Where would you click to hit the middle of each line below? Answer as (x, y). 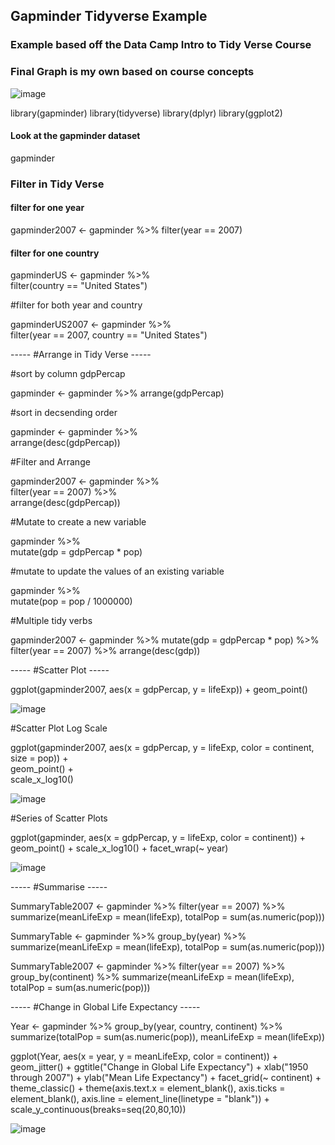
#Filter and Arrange (50, 462)
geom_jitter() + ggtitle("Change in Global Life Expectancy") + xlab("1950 (159, 1067)
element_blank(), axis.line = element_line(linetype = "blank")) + (140, 1099)
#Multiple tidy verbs (51, 621)
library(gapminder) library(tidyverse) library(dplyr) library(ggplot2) (146, 113)
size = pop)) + (39, 758)
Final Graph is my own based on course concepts (132, 72)
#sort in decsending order (64, 413)
